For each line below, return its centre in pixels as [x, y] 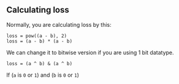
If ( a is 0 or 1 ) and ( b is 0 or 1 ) [43, 75]
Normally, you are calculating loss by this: [59, 24]
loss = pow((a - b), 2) [37, 36]
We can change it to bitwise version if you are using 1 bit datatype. [90, 52]
